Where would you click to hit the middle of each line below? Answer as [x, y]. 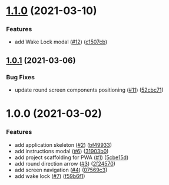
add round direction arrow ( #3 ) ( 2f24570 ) [65, 163]
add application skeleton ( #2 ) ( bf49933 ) [63, 144]
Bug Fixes [21, 77]
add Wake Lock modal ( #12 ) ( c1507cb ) [61, 42]
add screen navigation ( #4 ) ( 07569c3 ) [61, 170]
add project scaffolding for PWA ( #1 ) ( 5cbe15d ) [72, 157]
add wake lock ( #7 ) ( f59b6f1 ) [50, 176]
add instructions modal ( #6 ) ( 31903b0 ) [62, 151]
